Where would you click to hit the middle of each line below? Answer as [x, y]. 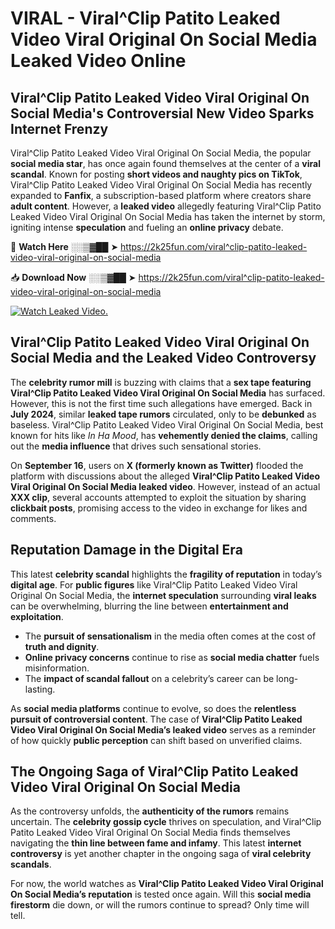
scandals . [31, 864]
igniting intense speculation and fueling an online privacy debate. [147, 227]
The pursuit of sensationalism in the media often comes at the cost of [170, 636]
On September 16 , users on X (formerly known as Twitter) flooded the [157, 465]
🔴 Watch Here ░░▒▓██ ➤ [64, 246]
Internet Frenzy [59, 128]
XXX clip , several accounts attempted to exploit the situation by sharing [158, 497]
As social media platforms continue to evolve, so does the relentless [153, 708]
